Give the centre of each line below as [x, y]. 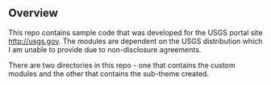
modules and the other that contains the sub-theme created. [109, 73]
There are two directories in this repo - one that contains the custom [122, 65]
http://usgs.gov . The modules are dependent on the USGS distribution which [135, 41]
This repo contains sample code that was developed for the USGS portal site [135, 32]
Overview [33, 13]
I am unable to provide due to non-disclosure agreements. [105, 49]
